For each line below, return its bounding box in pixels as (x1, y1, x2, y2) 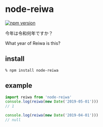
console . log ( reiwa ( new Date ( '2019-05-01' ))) (5, 99, 99, 104)
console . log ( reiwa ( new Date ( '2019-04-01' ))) (5, 113, 99, 118)
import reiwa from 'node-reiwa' (5, 95, 72, 100)
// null (5, 118, 21, 123)
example (5, 81, 33, 90)
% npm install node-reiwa (5, 68, 58, 73)
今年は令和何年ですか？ (5, 30, 53, 36)
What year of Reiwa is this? (5, 40, 61, 46)
